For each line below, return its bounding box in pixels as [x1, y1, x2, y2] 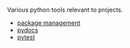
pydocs [16, 26, 39, 34]
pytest [16, 33, 36, 41]
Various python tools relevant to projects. [7, 6, 123, 14]
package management [16, 19, 81, 26]
